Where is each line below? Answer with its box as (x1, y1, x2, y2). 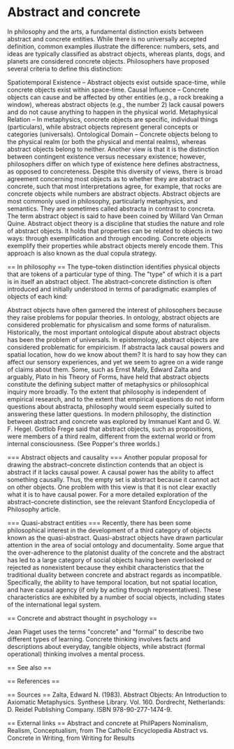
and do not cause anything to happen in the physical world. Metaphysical (7, 108, 219, 116)
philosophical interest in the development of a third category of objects (7, 526, 212, 534)
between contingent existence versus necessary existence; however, (7, 152, 206, 161)
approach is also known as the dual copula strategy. (7, 249, 157, 257)
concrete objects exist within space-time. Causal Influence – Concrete (7, 85, 210, 94)
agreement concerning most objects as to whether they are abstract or (7, 174, 212, 183)
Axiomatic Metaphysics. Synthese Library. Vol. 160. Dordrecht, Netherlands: (7, 697, 226, 706)
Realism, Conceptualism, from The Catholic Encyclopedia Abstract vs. (7, 726, 208, 734)
